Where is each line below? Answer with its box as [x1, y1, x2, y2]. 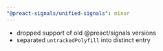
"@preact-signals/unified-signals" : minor [6, 10, 130, 17]
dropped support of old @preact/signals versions [16, 29, 156, 37]
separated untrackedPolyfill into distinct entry [16, 35, 151, 44]
